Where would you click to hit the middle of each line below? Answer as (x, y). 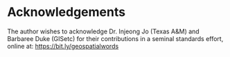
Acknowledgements (67, 12)
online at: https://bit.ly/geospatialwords (63, 46)
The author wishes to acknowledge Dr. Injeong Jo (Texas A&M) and (103, 31)
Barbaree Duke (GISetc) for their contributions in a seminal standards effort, (115, 38)
